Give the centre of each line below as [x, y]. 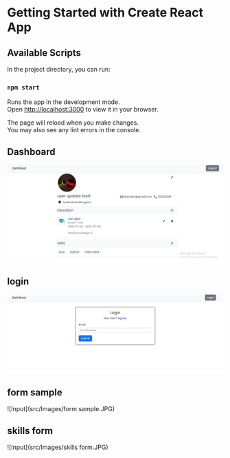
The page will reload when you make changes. [73, 123]
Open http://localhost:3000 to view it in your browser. [83, 110]
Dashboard [31, 152]
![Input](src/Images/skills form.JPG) [58, 447]
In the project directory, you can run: [59, 69]
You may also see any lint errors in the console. [74, 130]
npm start [23, 87]
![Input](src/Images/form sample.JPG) [61, 409]
